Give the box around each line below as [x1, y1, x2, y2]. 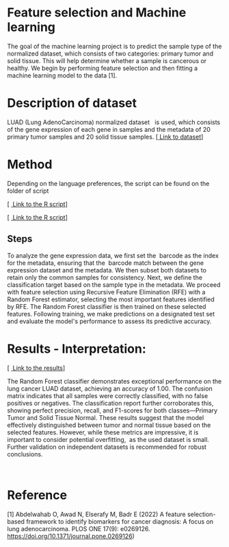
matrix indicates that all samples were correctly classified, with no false [7, 391, 208, 399]
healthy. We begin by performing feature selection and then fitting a [7, 64, 198, 72]
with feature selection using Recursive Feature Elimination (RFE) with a [7, 288, 206, 296]
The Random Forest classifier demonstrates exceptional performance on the [7, 377, 222, 385]
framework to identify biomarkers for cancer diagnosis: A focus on [26, 517, 214, 526]
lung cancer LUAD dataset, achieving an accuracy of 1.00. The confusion [7, 384, 213, 393]
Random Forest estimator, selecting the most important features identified [7, 295, 215, 303]
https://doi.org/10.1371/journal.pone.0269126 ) [7, 532, 135, 540]
